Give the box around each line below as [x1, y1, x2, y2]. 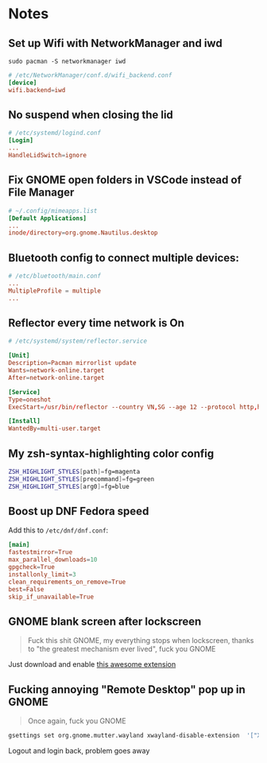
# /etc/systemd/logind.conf [8, 129, 102, 137]
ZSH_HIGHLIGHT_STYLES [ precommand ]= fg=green [8, 474, 155, 483]
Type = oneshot [8, 395, 52, 404]
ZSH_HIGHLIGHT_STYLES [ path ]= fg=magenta [8, 467, 141, 475]
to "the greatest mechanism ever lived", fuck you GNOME [27, 645, 216, 654]
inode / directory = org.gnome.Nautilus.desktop [8, 229, 158, 237]
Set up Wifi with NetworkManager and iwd [8, 37, 222, 50]
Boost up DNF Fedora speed [8, 504, 149, 517]
